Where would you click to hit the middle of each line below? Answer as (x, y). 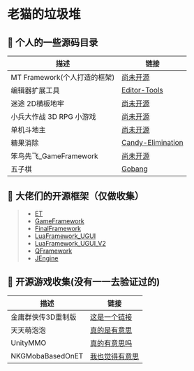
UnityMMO (29, 342)
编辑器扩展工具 (36, 90)
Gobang (135, 169)
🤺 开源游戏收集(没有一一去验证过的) (84, 282)
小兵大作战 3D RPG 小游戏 (53, 117)
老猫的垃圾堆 (44, 14)
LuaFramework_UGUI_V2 (70, 243)
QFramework (53, 251)
